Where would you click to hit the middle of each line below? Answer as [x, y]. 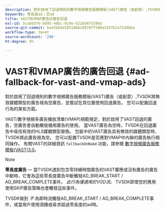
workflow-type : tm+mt [27, 32]
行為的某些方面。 [22, 109]
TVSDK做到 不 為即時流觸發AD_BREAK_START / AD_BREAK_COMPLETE [77, 198]
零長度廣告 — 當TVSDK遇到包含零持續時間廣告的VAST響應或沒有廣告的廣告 [82, 169]
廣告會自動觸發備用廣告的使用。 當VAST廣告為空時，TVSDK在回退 [85, 125]
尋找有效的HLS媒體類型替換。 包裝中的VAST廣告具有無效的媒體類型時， [86, 131]
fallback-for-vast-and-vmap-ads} [76, 82]
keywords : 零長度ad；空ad [30, 14]
